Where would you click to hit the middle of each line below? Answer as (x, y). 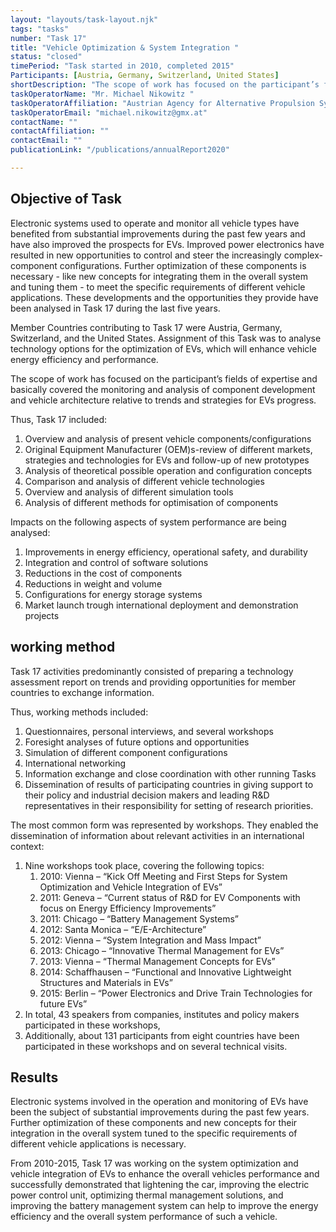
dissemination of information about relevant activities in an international (157, 835)
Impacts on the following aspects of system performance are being (148, 522)
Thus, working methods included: (79, 712)
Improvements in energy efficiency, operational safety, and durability (166, 552)
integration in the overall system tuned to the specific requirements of (154, 1133)
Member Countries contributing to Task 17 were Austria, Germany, (146, 327)
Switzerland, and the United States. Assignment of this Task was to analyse (166, 338)
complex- (303, 255)
